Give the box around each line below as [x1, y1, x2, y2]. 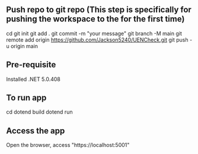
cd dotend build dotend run [6, 108, 73, 115]
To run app [6, 93, 47, 103]
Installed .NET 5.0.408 [6, 76, 61, 83]
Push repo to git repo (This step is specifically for [6, 5, 191, 15]
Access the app [6, 125, 65, 136]
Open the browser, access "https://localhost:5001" [6, 142, 130, 149]
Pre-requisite [6, 59, 56, 70]
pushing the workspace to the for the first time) [6, 14, 185, 24]
